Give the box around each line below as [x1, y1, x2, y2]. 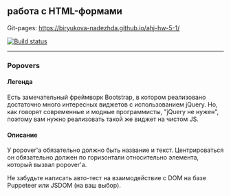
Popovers [7, 61, 40, 70]
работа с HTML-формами [7, 6, 122, 17]
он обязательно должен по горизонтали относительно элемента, [7, 153, 199, 162]
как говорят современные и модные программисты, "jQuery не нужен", [7, 107, 219, 116]
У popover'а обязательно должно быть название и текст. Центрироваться [7, 146, 224, 154]
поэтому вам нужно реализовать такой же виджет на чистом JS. [7, 115, 199, 123]
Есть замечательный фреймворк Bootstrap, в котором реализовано [7, 93, 206, 101]
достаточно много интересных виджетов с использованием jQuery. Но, [7, 100, 218, 109]
